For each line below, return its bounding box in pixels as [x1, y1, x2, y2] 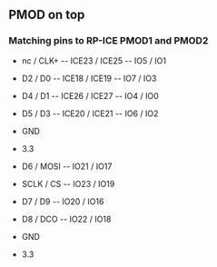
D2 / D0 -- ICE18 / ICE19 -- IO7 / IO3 [21, 73, 157, 84]
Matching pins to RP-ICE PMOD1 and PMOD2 [8, 35, 209, 47]
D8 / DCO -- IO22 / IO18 [21, 213, 112, 224]
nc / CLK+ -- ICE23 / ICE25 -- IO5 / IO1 [21, 54, 167, 66]
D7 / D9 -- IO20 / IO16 [21, 195, 104, 207]
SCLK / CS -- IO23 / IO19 [21, 178, 115, 189]
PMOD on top [8, 7, 85, 23]
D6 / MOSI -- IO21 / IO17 [21, 161, 113, 172]
